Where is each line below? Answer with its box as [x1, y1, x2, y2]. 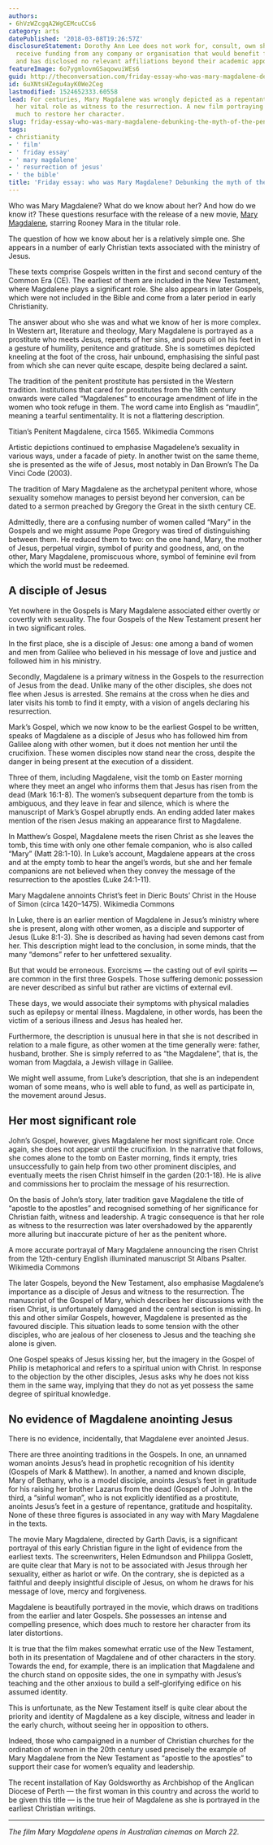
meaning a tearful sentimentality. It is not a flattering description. [8, 410, 225, 420]
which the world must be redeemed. [8, 560, 130, 570]
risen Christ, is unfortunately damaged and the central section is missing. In [8, 1304, 262, 1314]
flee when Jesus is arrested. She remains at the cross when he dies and [8, 689, 249, 698]
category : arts [8, 27, 60, 35]
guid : [8, 72, 27, 81]
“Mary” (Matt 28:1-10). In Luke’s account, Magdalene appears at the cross [8, 848, 256, 859]
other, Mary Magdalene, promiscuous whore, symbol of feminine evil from [8, 551, 256, 562]
